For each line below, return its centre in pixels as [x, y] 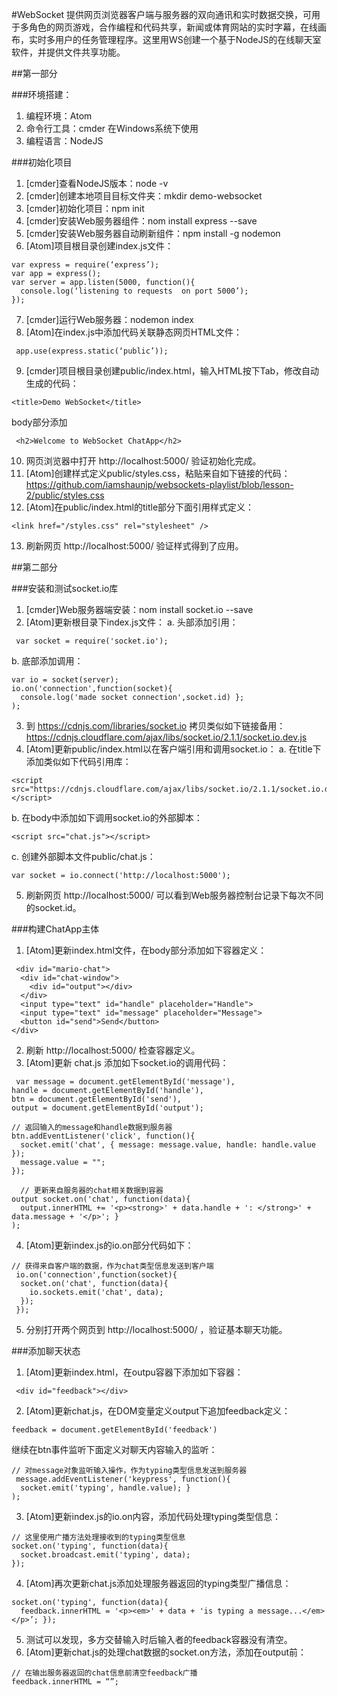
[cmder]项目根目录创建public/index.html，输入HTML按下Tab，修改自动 [172, 371]
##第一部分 [34, 73]
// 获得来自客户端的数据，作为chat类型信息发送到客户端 [112, 1266]
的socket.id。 [53, 907]
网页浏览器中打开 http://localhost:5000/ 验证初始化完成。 [143, 461]
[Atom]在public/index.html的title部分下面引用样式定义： [140, 507]
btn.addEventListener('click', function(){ [103, 1136]
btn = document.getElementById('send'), [97, 1099]
